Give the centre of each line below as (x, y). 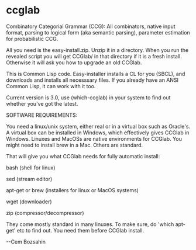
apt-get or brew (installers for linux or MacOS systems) (73, 190)
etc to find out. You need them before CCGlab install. (80, 230)
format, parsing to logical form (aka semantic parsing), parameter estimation (98, 32)
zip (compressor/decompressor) (45, 213)
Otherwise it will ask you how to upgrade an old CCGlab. (74, 62)
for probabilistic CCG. (32, 39)
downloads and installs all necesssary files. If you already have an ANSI (92, 80)
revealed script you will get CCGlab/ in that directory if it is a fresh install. (94, 56)
